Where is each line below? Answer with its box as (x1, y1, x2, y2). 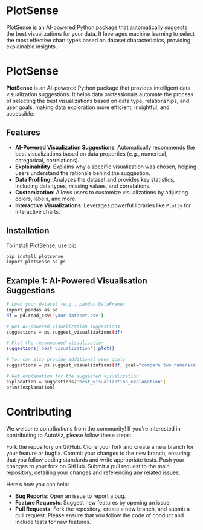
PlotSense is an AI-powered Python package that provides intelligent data (6, 84, 191, 91)
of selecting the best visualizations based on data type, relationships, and (6, 97, 190, 104)
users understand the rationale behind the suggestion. (14, 169, 150, 176)
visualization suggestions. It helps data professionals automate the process (6, 90, 194, 98)
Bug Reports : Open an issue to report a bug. (14, 492, 126, 500)
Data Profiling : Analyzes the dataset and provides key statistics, (14, 176, 175, 183)
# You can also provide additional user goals (6, 357, 126, 363)
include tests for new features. (14, 518, 91, 525)
